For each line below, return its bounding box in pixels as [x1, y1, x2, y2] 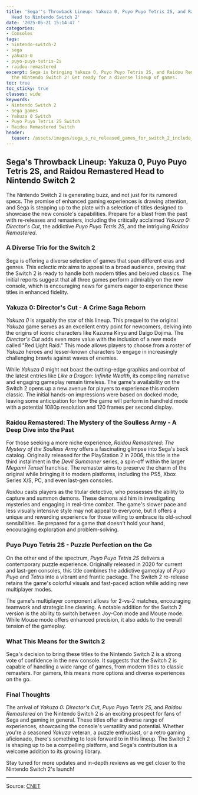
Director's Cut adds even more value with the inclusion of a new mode [6, 335, 177, 343]
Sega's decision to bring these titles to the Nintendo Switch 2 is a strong [6, 651, 181, 658]
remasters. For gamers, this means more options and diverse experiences [6, 670, 186, 677]
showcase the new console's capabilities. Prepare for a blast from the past [6, 210, 187, 217]
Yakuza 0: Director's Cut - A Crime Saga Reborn [6, 303, 146, 311]
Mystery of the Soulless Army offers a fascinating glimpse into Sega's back [6, 445, 189, 453]
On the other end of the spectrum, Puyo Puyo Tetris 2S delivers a [6, 554, 164, 561]
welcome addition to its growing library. [6, 748, 102, 755]
